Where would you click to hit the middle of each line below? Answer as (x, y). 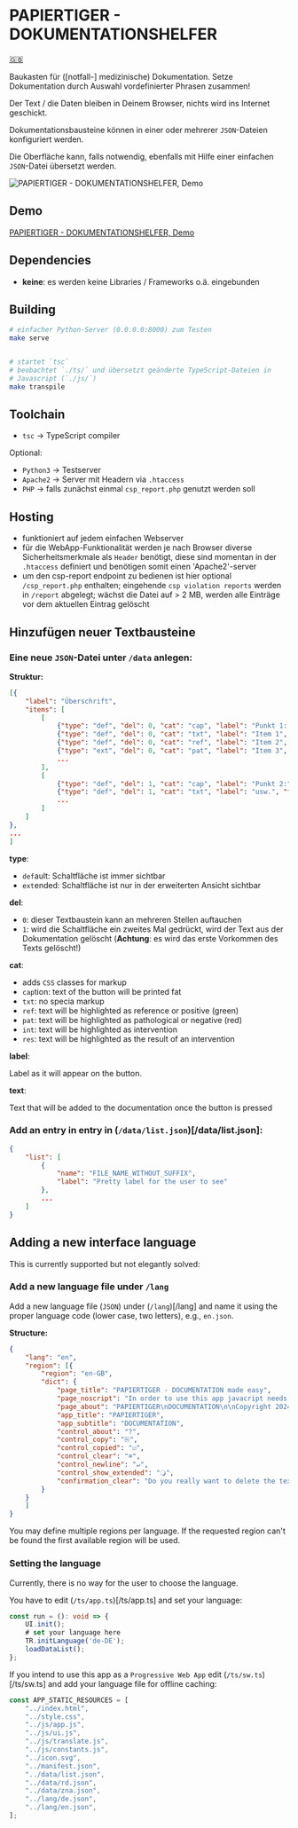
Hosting (32, 517)
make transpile (37, 387)
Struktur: (27, 676)
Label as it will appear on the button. (76, 1073)
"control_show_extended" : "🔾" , (115, 1473)
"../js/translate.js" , (67, 1741)
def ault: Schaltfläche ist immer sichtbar (94, 876)
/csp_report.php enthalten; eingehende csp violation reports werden (152, 586)
